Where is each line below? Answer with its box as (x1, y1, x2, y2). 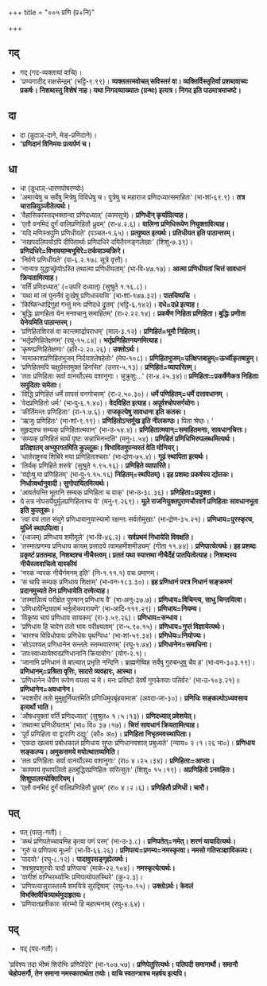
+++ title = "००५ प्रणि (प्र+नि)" (8, 8, 95, 17)
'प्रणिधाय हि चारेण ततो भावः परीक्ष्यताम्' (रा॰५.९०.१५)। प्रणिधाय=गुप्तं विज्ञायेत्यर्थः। (19, 622, 225, 631)
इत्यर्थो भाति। (19, 702, 53, 712)
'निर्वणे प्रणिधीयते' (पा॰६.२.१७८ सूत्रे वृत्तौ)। (19, 255, 129, 265)
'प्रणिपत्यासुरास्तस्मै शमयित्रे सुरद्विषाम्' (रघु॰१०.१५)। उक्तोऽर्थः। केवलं (19, 881, 193, 891)
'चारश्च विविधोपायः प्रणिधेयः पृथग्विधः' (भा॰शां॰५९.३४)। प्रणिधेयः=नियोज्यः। (19, 631, 207, 640)
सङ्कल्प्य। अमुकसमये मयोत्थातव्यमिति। (19, 747, 120, 757)
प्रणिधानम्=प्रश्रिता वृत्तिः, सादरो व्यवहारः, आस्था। (19, 666, 137, 676)
